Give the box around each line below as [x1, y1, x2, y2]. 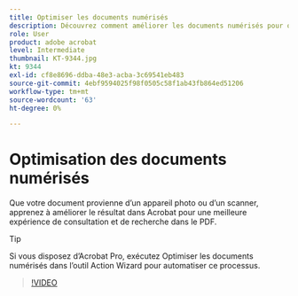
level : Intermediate [9, 46, 86, 55]
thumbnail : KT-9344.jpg [9, 54, 98, 63]
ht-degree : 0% [9, 104, 62, 113]
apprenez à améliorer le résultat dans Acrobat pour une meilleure [9, 207, 247, 218]
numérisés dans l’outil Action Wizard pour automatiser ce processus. [9, 261, 261, 271]
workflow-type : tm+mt [9, 87, 90, 96]
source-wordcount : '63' [9, 95, 98, 105]
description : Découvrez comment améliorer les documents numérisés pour [9, 21, 284, 30]
